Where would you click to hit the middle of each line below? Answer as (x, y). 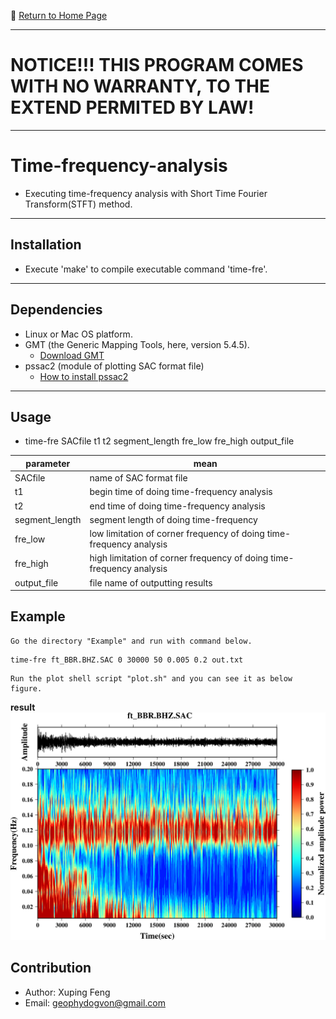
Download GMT (72, 355)
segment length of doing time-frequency (173, 519)
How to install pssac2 (84, 376)
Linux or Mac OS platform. (78, 334)
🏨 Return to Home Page (59, 15)
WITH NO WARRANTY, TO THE (140, 86)
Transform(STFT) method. (78, 204)
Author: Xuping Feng (67, 992)
